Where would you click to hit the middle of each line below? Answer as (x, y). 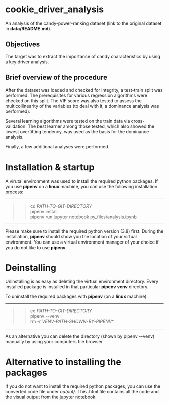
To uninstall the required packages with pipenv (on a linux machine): (77, 297)
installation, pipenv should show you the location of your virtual (71, 236)
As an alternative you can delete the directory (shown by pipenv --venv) (80, 336)
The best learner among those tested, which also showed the (91, 126)
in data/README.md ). (28, 28)
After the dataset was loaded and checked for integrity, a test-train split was (84, 90)
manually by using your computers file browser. (55, 342)
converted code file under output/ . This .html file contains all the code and (82, 392)
